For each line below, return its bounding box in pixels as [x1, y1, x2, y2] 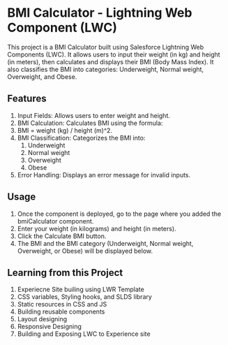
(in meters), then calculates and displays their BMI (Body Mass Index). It [7, 57, 214, 66]
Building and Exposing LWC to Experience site [17, 330, 151, 338]
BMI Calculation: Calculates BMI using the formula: [17, 119, 163, 127]
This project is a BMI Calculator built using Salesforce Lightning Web [7, 43, 204, 51]
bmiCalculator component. [17, 216, 94, 225]
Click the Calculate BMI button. [17, 232, 107, 240]
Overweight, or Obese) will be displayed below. [17, 247, 153, 255]
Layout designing [17, 315, 68, 323]
